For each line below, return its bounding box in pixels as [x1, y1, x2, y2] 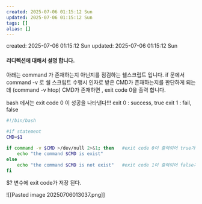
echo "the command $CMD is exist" [17, 150, 103, 157]
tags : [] [6, 20, 28, 26]
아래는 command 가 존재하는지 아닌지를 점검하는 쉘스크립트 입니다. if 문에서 [6, 71, 185, 78]
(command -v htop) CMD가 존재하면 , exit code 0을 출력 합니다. [12, 86, 167, 94]
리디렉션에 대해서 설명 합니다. [6, 57, 75, 64]
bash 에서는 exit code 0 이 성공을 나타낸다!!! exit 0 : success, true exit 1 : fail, [6, 99, 192, 106]
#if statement [6, 129, 42, 135]
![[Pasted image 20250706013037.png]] [6, 191, 105, 199]
